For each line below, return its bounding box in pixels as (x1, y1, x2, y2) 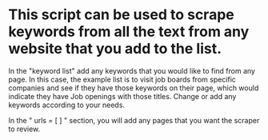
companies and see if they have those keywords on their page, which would (8, 82, 259, 93)
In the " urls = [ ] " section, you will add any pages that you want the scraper (8, 115, 260, 125)
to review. (8, 124, 41, 134)
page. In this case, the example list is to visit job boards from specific (8, 74, 236, 84)
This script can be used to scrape (8, 6, 234, 24)
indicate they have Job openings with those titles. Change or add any (8, 91, 237, 101)
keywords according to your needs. (8, 100, 126, 110)
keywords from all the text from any (8, 22, 250, 41)
